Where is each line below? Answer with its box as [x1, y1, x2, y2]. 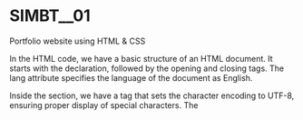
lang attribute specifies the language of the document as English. [9, 72, 253, 83]
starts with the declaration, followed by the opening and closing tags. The [9, 63, 285, 74]
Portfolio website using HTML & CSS [9, 35, 146, 46]
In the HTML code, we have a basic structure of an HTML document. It [9, 53, 274, 64]
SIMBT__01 [9, 5, 91, 26]
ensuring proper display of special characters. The [9, 99, 199, 110]
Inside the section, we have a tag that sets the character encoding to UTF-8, [9, 90, 295, 101]
